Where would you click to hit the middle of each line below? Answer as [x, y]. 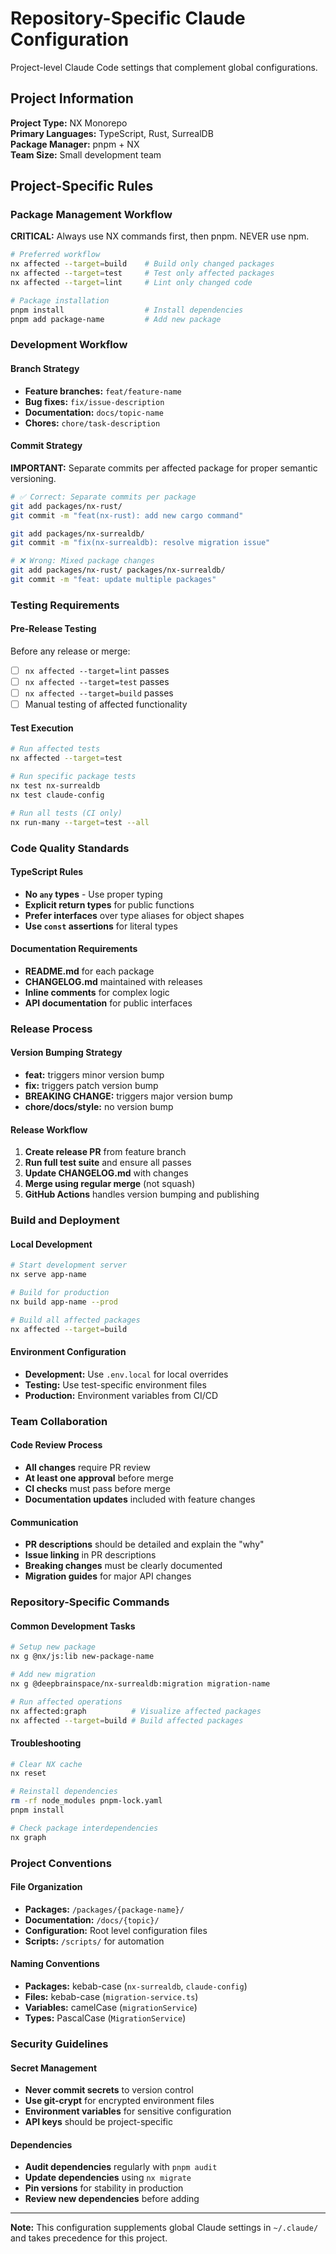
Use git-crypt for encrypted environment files [119, 2101]
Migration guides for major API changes [108, 1576]
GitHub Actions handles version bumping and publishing [142, 1194]
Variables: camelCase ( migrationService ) [111, 2008]
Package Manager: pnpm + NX [75, 144]
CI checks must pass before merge [97, 1488]
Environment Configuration [68, 1352]
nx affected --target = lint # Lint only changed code [131, 283]
